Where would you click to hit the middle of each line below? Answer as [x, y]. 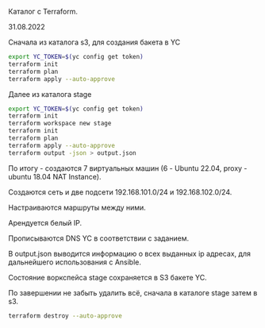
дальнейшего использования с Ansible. [75, 262]
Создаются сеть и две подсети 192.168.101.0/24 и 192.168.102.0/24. [120, 192]
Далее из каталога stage [50, 94]
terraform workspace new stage [60, 123]
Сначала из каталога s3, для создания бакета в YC [94, 42]
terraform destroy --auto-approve [65, 316]
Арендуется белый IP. [45, 222]
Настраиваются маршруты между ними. [77, 207]
